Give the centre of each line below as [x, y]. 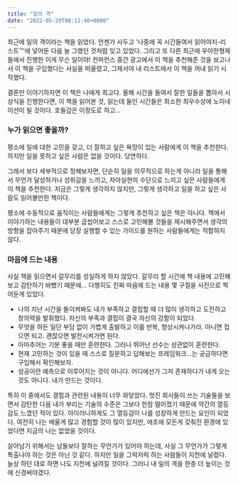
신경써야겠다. [33, 472]
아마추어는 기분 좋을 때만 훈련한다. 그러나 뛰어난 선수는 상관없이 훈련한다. [119, 344]
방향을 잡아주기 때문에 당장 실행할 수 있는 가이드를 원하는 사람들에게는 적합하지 [117, 230]
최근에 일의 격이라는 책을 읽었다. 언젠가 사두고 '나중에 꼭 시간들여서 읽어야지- [114, 42]
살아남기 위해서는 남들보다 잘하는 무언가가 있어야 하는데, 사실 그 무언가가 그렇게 [117, 446]
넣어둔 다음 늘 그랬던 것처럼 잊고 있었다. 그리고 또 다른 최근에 [116, 50]
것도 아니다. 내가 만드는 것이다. [60, 380]
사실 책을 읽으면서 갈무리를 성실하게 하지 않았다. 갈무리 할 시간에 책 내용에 [109, 276]
